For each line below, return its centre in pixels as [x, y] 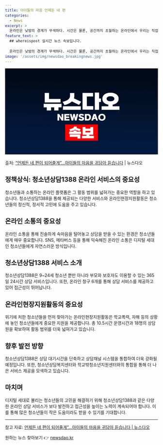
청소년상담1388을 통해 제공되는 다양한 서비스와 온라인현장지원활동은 [84, 198]
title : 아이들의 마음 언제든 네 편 [35, 10]
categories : [17, 15]
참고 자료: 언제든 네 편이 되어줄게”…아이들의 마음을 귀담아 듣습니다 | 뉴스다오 [78, 427]
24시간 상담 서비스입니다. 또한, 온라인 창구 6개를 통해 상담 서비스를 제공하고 [82, 282]
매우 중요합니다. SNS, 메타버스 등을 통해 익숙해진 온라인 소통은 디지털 [80, 240]
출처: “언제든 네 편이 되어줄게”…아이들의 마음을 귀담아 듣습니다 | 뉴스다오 [74, 163]
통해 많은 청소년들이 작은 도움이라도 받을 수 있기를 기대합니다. [68, 412]
